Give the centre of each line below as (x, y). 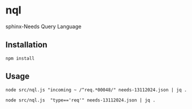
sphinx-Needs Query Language (43, 26)
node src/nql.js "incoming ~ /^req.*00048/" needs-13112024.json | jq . (96, 90)
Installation (26, 45)
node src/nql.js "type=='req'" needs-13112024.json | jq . (81, 100)
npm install (20, 58)
